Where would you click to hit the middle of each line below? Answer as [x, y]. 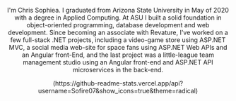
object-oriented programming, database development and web [118, 25]
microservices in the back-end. [118, 70]
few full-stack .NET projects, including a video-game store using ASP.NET [118, 40]
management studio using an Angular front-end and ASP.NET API [118, 62]
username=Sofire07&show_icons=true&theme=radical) [118, 91]
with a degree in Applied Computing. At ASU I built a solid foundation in [118, 18]
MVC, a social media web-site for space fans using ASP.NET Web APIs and [118, 47]
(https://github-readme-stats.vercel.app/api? [118, 83]
